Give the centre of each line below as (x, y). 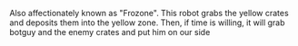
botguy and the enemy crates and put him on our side (110, 32)
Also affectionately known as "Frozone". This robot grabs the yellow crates (149, 13)
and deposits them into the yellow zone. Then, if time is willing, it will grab (147, 23)
